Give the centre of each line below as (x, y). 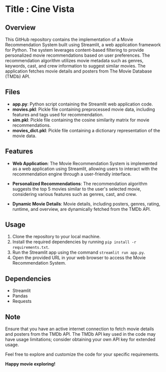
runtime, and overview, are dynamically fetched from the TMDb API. (82, 209)
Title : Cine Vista (40, 9)
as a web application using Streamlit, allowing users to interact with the (85, 169)
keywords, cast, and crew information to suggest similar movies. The (75, 66)
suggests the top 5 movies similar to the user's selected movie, (77, 189)
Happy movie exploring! (30, 364)
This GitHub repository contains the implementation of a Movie (69, 39)
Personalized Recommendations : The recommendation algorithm (80, 184)
